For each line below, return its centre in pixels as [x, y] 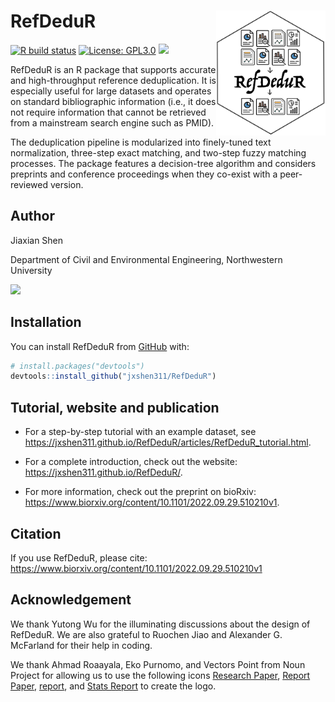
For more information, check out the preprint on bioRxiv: [140, 492]
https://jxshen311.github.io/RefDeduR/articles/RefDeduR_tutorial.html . [168, 442]
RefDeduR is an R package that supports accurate [113, 69]
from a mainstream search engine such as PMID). [112, 122]
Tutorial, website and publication [115, 407]
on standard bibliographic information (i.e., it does [113, 101]
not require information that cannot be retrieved [108, 112]
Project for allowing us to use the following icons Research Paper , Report [160, 675]
